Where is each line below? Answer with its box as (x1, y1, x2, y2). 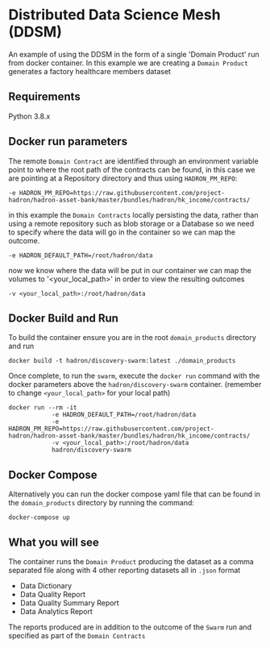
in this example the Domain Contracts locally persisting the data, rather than (8, 210, 259, 219)
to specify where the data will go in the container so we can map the (8, 227, 236, 237)
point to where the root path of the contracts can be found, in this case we (8, 164, 255, 174)
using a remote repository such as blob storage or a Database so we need (8, 218, 255, 228)
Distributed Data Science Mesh (8, 6, 221, 24)
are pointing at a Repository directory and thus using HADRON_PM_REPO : (8, 173, 238, 183)
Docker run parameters (8, 135, 127, 148)
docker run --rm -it (8, 404, 78, 412)
